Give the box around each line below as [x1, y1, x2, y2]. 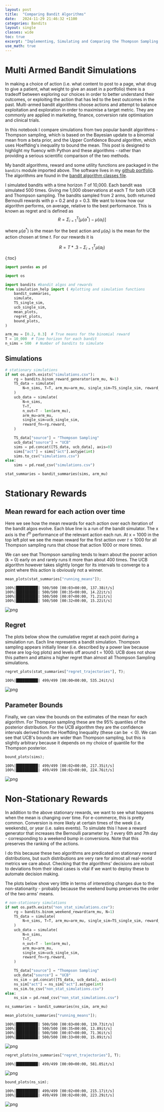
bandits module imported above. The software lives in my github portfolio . [5, 167, 154, 173]
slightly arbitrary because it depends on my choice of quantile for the [5, 740, 144, 746]
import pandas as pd [5, 265, 47, 269]
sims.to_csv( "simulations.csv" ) [14, 453, 80, 459]
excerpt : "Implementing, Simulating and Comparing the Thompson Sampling [5, 39, 159, 44]
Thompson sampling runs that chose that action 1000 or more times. [5, 542, 143, 548]
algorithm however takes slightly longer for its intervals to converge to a [5, 562, 149, 568]
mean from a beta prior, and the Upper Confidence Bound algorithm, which [5, 137, 156, 143]
